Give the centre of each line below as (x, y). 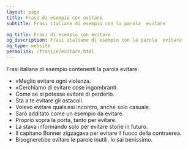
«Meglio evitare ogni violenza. (53, 81)
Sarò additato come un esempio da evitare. (70, 113)
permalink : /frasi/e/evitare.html (51, 52)
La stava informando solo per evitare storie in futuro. (81, 126)
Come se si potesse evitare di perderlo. (65, 94)
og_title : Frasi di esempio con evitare (59, 34)
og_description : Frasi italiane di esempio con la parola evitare (94, 40)
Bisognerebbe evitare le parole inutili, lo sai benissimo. (84, 139)
